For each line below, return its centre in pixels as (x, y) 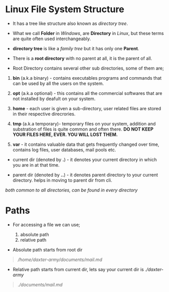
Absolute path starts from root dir (47, 249)
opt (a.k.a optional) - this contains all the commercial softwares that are (87, 93)
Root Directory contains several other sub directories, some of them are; (88, 68)
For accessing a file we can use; (46, 224)
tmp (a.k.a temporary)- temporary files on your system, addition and (84, 123)
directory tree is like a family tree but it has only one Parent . (76, 48)
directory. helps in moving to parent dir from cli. (62, 180)
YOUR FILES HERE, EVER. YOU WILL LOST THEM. (65, 134)
